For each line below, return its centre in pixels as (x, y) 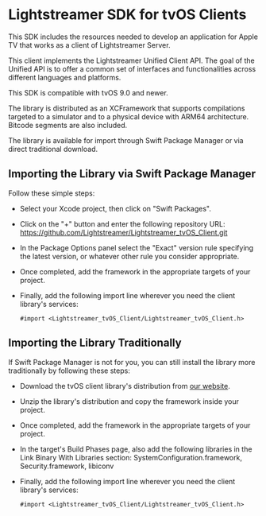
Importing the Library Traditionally (95, 343)
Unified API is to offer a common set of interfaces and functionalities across (132, 68)
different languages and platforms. (65, 77)
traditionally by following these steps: (69, 371)
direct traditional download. (53, 149)
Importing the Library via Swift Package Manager (132, 174)
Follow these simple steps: (52, 193)
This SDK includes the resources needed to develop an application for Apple (133, 37)
